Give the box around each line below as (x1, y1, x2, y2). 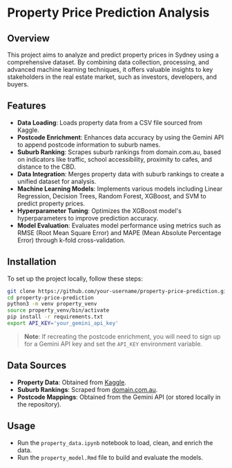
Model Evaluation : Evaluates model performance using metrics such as (17, 221, 222, 230)
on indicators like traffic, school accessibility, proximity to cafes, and (17, 155, 213, 163)
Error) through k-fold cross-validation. (17, 236, 126, 244)
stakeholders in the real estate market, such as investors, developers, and (7, 73, 217, 81)
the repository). (17, 400, 62, 409)
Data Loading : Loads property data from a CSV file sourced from (17, 118, 202, 127)
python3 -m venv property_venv (7, 301, 97, 308)
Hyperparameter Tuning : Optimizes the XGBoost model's (17, 206, 182, 215)
